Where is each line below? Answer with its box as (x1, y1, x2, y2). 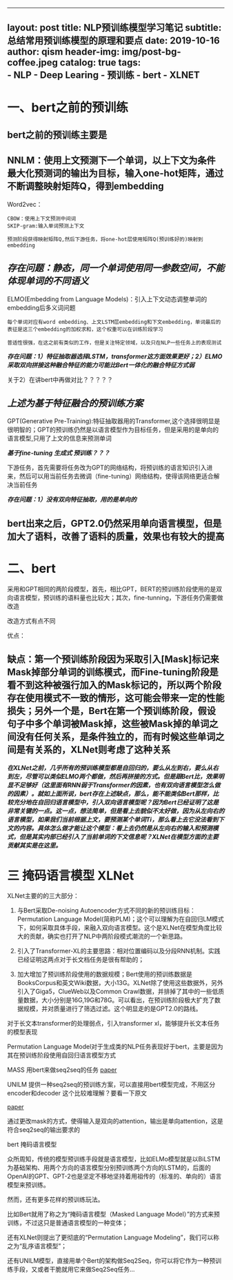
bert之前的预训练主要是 (7, 129, 108, 141)
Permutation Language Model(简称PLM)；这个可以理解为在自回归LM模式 (17, 915, 224, 924)
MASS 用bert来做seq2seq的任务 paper (7, 1066, 117, 1074)
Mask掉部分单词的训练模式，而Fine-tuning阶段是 (7, 667, 219, 678)
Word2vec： (7, 200, 43, 208)
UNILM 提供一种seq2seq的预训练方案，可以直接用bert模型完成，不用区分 (7, 1080, 216, 1089)
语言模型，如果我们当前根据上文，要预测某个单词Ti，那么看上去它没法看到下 (7, 815, 225, 824)
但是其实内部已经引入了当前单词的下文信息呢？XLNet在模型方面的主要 (19, 832, 219, 841)
